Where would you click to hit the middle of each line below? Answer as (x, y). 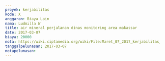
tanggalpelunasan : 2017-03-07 (36, 46)
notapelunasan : (21, 51)
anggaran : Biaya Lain (27, 19)
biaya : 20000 (18, 37)
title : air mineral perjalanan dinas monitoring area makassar (71, 28)
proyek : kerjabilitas (27, 10)
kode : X (13, 14)
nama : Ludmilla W (23, 23)
